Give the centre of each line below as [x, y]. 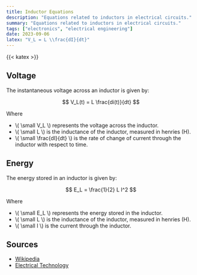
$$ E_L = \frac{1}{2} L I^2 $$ [101, 190]
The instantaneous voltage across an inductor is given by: [78, 90]
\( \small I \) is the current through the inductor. [73, 226]
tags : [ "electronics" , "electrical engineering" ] [70, 29]
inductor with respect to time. [51, 144]
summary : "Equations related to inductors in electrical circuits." [94, 23]
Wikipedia [27, 259]
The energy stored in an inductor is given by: [62, 178]
